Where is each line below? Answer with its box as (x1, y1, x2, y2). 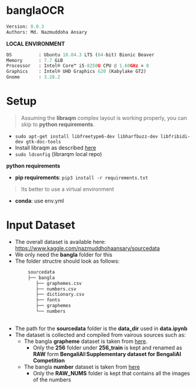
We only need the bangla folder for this (14, 251, 113, 258)
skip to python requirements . (20, 121, 95, 128)
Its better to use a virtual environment (20, 186, 114, 193)
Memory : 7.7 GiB (6, 57, 63, 63)
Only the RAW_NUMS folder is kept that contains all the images (32, 369, 191, 377)
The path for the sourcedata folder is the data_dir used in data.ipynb (14, 325, 188, 332)
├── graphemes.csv (35, 280, 82, 286)
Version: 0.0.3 (6, 23, 44, 30)
